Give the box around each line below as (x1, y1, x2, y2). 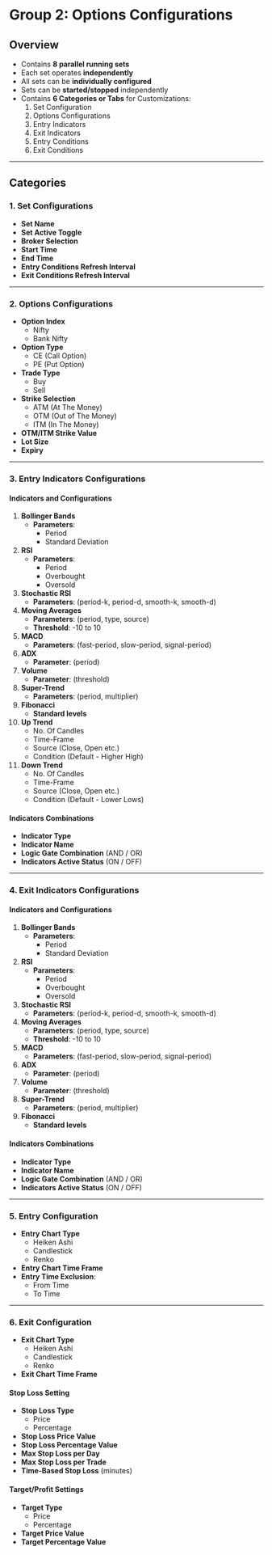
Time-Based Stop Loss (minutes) (20, 1466, 132, 1476)
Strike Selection (20, 394, 76, 404)
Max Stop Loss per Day (20, 1449, 100, 1459)
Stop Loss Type (20, 1405, 75, 1416)
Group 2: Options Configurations (9, 6, 233, 24)
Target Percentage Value (20, 1536, 107, 1546)
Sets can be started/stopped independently (20, 85, 169, 95)
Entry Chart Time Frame (20, 1263, 103, 1273)
